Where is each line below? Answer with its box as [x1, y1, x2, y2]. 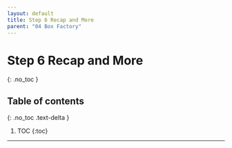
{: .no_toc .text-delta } [7, 114, 70, 122]
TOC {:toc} [17, 127, 48, 135]
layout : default [7, 10, 54, 17]
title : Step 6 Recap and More [7, 17, 95, 23]
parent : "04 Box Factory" [7, 23, 81, 30]
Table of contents [7, 95, 84, 107]
